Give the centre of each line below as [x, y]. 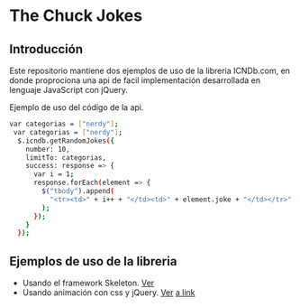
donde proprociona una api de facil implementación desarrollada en [135, 80]
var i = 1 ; [54, 174]
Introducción [46, 49]
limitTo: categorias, [66, 158]
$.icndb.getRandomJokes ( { [66, 141]
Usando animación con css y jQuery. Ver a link [109, 293]
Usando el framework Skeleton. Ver [88, 283]
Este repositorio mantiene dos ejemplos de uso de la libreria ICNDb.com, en [150, 70]
